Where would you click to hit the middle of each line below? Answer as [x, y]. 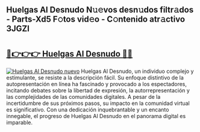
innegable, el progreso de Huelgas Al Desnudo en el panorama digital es [96, 116]
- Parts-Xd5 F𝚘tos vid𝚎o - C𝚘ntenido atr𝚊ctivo [96, 20]
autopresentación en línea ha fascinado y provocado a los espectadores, [97, 84]
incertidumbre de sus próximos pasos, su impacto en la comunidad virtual [98, 103]
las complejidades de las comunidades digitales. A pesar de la [83, 97]
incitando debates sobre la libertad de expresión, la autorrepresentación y [98, 90]
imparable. [20, 122]
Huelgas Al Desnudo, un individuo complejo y [137, 71]
